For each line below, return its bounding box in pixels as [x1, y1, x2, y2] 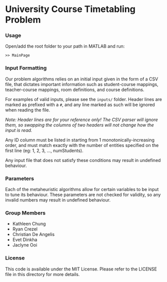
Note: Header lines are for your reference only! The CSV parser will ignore [5, 116, 158, 122]
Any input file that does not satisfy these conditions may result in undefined [5, 157, 161, 163]
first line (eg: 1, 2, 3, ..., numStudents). [5, 147, 83, 153]
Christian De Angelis [12, 231, 55, 237]
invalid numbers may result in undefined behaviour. [5, 197, 111, 203]
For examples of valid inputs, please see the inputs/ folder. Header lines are [5, 96, 162, 102]
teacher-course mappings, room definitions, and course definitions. [5, 86, 144, 92]
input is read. [5, 127, 32, 133]
